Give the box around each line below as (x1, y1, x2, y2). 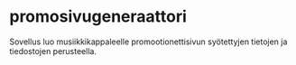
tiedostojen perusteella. (9, 45, 97, 56)
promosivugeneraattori (9, 6, 187, 27)
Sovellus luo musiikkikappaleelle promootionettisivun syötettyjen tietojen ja (9, 36, 288, 47)
